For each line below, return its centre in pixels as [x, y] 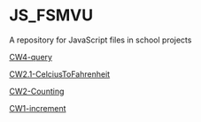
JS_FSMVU [51, 15]
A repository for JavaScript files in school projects [100, 40]
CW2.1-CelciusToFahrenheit [60, 74]
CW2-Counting [37, 91]
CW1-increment [38, 108]
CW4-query [31, 57]
